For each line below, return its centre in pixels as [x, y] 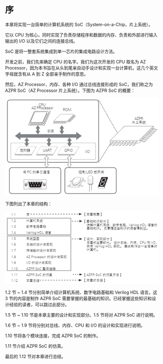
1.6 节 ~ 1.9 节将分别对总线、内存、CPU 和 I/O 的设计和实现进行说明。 [75, 325]
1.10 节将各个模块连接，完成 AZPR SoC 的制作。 [53, 336]
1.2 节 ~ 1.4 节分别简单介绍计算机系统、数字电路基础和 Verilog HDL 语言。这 [81, 292]
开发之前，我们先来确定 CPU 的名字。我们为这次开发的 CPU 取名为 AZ [76, 62]
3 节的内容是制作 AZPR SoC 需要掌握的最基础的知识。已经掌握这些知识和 [79, 298]
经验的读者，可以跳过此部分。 [39, 304]
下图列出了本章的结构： [29, 204]
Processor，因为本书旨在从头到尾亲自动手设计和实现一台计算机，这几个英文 [81, 68]
